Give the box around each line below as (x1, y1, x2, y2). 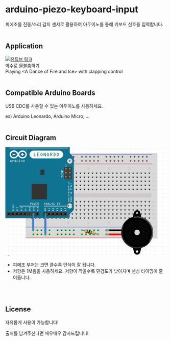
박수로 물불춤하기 (5, 63, 40, 69)
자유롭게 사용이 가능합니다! (5, 319, 59, 325)
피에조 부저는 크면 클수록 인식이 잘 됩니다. (12, 262, 96, 268)
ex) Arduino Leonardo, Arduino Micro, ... (5, 113, 90, 119)
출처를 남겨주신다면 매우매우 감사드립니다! (5, 330, 89, 336)
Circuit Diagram (5, 133, 56, 142)
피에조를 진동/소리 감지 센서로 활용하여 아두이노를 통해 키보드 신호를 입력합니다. (5, 21, 164, 27)
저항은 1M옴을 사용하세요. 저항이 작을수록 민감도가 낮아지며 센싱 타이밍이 (12, 268, 158, 274)
